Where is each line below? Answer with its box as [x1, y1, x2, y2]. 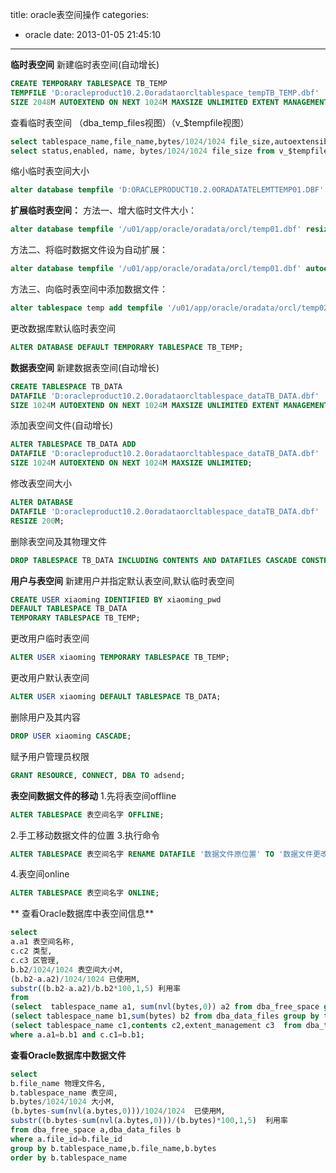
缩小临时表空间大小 [10, 165, 90, 177]
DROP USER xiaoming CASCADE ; [10, 731, 132, 741]
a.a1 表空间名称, [10, 937, 75, 947]
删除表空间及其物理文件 [10, 535, 107, 547]
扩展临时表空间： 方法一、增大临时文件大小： [10, 204, 197, 217]
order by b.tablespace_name [10, 1153, 128, 1163]
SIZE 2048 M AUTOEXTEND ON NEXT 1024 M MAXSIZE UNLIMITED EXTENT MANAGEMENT [10, 97, 329, 107]
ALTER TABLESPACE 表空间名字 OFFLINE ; [10, 809, 165, 820]
